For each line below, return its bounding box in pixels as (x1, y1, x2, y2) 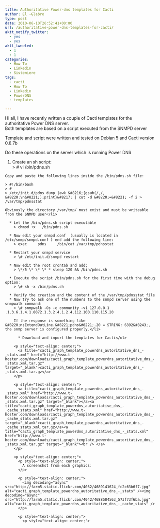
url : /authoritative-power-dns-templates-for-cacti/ (5, 25, 114, 30)
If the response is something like (14, 318, 86, 324)
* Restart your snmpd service (9, 250, 70, 255)
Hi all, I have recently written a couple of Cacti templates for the (5, 115, 132, 121)
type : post (5, 16, 27, 21)
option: (5, 280, 21, 285)
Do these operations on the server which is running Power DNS (5, 149, 132, 156)
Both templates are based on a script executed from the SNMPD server (5, 126, 147, 131)
